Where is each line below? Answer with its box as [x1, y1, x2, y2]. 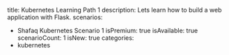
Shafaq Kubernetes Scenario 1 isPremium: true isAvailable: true [17, 27, 198, 34]
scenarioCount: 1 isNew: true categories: [17, 34, 134, 42]
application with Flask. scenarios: [7, 13, 103, 21]
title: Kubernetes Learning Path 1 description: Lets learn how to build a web [7, 6, 222, 14]
